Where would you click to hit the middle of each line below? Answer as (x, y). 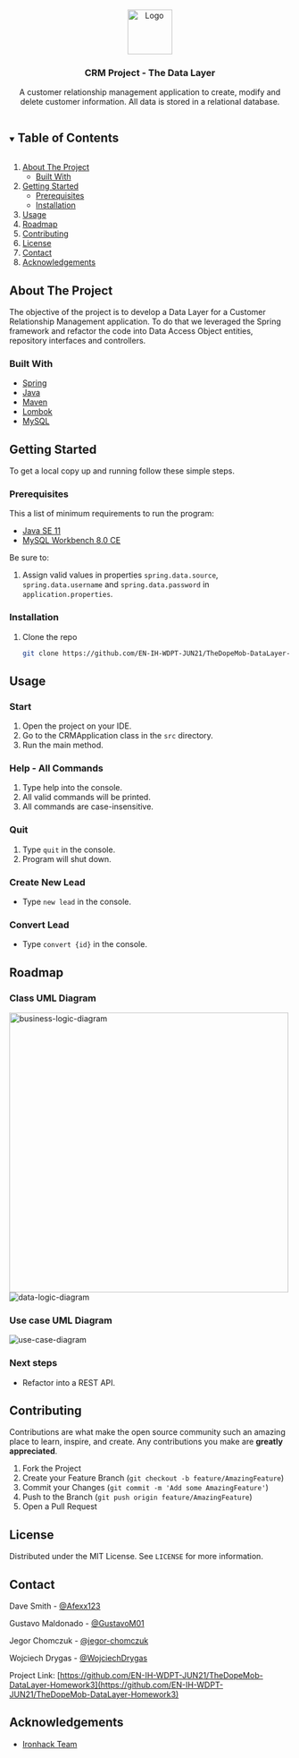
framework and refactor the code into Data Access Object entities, (131, 330)
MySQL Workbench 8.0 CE (71, 541)
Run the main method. (63, 745)
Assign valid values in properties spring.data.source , (120, 575)
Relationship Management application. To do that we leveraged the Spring (145, 321)
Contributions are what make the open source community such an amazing (147, 1432)
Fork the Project (52, 1469)
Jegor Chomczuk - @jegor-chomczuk (79, 1641)
